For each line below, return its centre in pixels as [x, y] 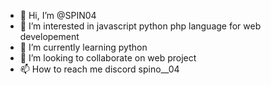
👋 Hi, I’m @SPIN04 [58, 15]
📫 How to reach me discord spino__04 [99, 69]
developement [49, 36]
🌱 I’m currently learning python [83, 47]
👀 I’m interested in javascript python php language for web [140, 26]
